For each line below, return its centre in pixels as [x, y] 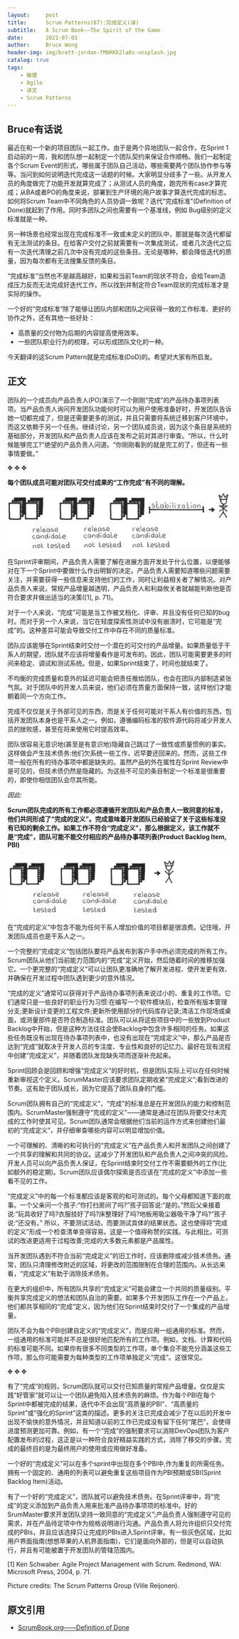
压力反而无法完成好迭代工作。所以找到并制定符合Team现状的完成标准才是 [121, 285]
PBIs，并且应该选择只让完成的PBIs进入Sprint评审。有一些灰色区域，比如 [126, 1532]
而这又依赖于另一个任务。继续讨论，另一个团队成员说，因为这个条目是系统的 [119, 427]
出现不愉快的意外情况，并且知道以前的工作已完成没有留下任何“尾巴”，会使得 [119, 1422]
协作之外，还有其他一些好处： [51, 318]
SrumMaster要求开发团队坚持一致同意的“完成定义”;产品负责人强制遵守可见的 [119, 1514]
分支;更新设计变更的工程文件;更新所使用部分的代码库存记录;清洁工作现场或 [116, 1011]
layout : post [33, 15]
